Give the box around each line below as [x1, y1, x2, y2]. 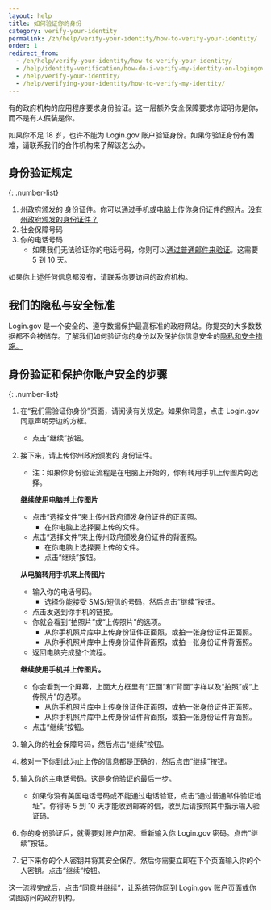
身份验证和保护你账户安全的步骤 [8, 367, 168, 381]
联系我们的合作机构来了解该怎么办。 [29, 140, 150, 150]
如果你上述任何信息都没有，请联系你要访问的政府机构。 [8, 272, 192, 282]
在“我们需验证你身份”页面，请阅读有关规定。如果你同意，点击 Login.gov [19, 406, 260, 415]
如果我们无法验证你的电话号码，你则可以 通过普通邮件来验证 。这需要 [31, 245, 259, 255]
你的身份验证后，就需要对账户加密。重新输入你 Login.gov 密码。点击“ [19, 828, 252, 837]
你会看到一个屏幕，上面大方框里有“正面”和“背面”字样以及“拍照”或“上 [31, 681, 260, 691]
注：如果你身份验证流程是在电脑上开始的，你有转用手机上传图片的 [31, 467, 252, 477]
